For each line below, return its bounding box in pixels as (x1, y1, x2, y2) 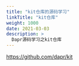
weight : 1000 (6, 20, 39, 26)
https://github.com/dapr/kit (6, 53, 73, 60)
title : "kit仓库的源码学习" (6, 8, 70, 15)
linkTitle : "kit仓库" (6, 14, 59, 20)
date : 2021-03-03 (6, 25, 50, 32)
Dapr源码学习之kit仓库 (11, 37, 62, 43)
